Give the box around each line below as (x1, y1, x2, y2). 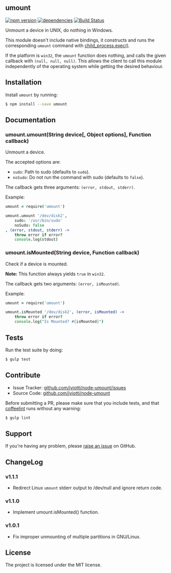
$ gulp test (5, 357, 31, 362)
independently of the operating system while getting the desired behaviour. (5, 63, 164, 69)
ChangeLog (5, 457, 43, 467)
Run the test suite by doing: (5, 347, 63, 353)
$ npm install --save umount (5, 101, 67, 106)
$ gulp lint (5, 415, 31, 421)
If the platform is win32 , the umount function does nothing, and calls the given (5, 52, 166, 58)
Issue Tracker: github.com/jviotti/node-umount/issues (12, 384, 126, 390)
